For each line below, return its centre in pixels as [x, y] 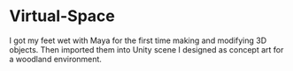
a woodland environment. [55, 59]
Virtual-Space [62, 16]
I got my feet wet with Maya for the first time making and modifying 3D [138, 40]
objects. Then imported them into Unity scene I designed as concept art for [146, 49]
